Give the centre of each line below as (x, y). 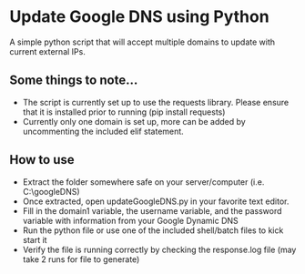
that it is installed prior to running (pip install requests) (124, 112)
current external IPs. (48, 51)
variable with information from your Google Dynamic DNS (130, 220)
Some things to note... (74, 81)
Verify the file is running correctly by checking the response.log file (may (159, 249)
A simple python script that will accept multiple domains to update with (142, 42)
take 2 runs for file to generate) (81, 259)
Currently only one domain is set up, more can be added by (134, 121)
